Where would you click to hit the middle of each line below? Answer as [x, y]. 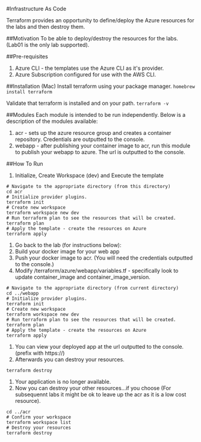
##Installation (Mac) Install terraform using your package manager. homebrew [101, 86]
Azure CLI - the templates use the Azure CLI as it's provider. [89, 68]
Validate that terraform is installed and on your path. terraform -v [88, 103]
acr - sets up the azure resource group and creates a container [93, 133]
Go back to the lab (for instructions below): [68, 245]
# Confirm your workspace [39, 417]
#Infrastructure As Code [36, 9]
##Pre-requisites [27, 56]
